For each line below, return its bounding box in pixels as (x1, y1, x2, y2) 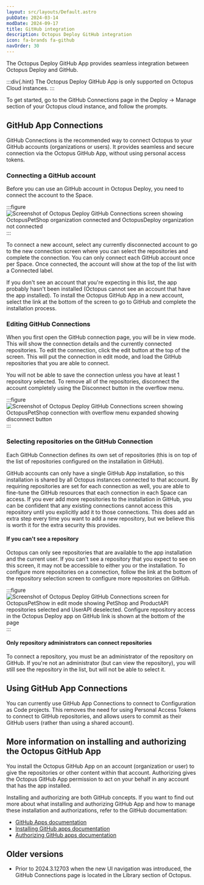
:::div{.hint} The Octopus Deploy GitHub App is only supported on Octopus (6, 77, 194, 85)
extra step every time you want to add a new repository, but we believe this (6, 514, 195, 522)
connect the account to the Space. (6, 191, 93, 199)
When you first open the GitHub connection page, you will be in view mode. (6, 333, 196, 341)
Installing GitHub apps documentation (15, 825, 110, 832)
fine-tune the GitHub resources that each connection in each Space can (6, 489, 188, 496)
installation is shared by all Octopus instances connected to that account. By (6, 476, 199, 483)
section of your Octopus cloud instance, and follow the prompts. (6, 102, 168, 110)
